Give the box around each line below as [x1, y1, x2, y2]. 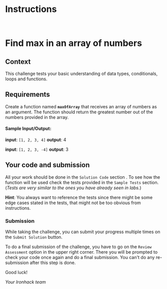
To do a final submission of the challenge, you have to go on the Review [5, 244, 152, 250]
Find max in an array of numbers [5, 37, 142, 49]
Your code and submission [5, 161, 90, 169]
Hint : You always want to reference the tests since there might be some [5, 194, 153, 200]
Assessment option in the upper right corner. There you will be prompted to [5, 249, 158, 255]
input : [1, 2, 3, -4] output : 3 [5, 146, 68, 152]
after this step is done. [29, 260, 76, 266]
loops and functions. [5, 76, 47, 82]
